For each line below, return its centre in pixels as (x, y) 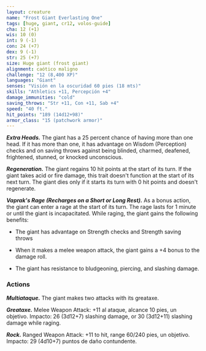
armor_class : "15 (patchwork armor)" (55, 120)
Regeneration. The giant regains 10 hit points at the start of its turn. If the (99, 169)
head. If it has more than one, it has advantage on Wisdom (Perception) (97, 144)
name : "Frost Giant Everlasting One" (55, 18)
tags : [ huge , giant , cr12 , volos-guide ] (59, 23)
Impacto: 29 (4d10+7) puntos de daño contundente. (72, 341)
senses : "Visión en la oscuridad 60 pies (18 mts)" (74, 86)
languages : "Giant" (31, 80)
